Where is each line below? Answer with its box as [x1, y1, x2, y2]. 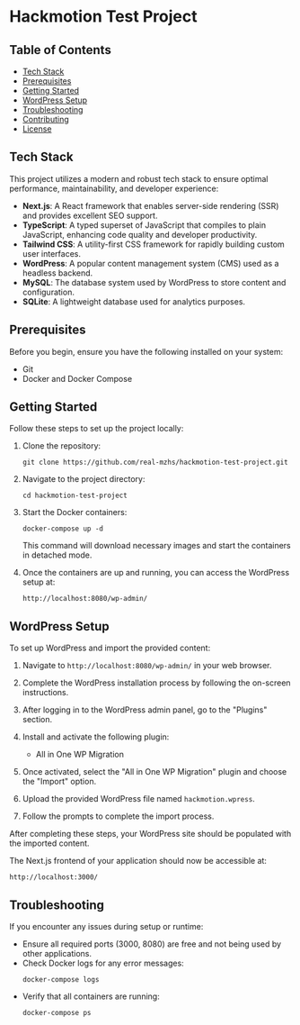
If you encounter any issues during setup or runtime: [9, 921, 204, 932]
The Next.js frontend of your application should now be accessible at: [9, 856, 268, 866]
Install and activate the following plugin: [22, 731, 170, 742]
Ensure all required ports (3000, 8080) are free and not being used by [22, 939, 281, 949]
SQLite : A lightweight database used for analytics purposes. [22, 295, 245, 307]
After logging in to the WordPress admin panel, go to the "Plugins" [22, 704, 268, 715]
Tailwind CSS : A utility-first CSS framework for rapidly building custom [22, 239, 285, 249]
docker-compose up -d [22, 524, 103, 533]
